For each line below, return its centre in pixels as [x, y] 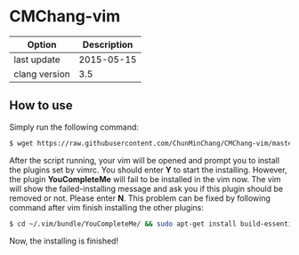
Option [42, 44]
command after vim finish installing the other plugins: [107, 207]
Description [108, 44]
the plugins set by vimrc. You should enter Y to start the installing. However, [148, 170]
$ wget [21, 143]
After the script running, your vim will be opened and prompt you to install [145, 160]
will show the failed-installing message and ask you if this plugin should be [146, 188]
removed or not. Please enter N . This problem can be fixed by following [140, 198]
